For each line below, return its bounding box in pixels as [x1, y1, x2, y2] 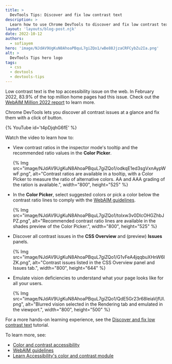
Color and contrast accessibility [12, 341, 80, 348]
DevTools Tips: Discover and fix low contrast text [10, 12, 123, 17]
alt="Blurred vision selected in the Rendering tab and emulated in [25, 301, 163, 307]
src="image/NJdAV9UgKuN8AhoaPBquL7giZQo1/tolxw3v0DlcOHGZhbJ [12, 212, 165, 218]
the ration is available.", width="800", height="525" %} [12, 181, 128, 188]
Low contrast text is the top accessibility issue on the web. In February [5, 88, 155, 94]
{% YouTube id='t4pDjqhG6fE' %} [5, 124, 77, 131]
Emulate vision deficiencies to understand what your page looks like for [12, 275, 164, 281]
